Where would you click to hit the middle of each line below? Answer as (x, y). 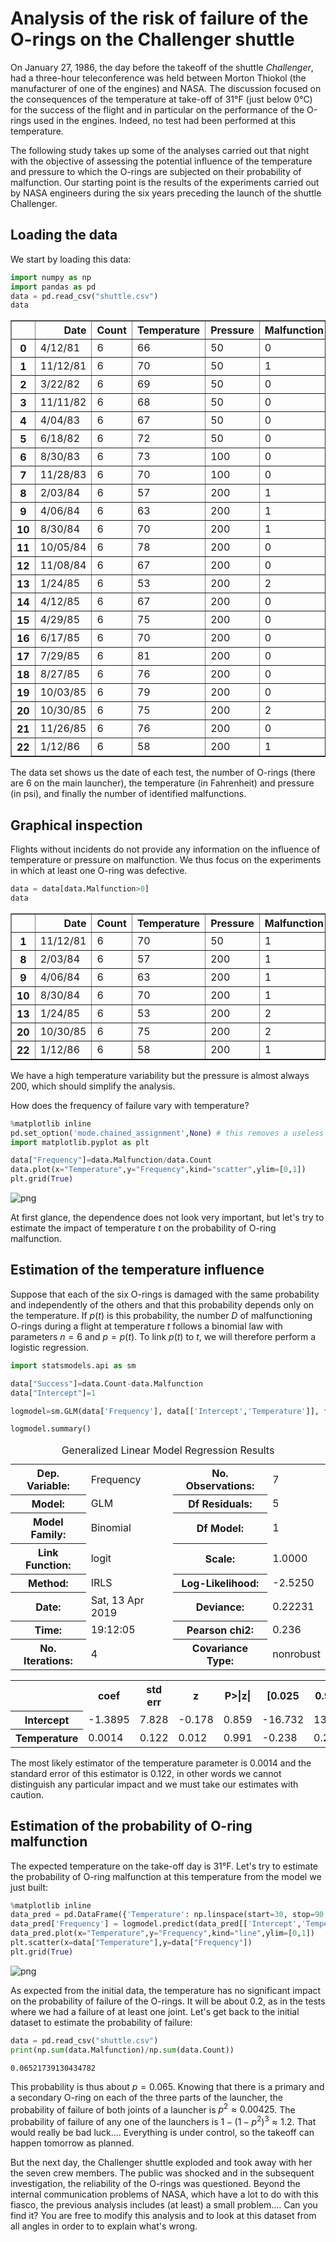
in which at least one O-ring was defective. (99, 871)
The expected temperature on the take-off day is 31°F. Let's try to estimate (164, 1866)
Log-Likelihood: (220, 1584)
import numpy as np (51, 277)
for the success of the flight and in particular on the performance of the (157, 109)
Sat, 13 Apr (117, 1600)
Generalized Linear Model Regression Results (168, 1450)
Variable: (48, 1486)
